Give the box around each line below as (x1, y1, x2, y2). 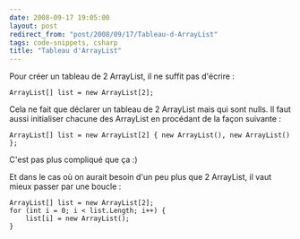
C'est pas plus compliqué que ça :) (9, 154, 138, 166)
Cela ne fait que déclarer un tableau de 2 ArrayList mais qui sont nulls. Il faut (9, 104, 291, 115)
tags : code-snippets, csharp (9, 38, 118, 47)
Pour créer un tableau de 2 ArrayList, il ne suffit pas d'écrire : (9, 71, 236, 81)
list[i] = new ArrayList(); (25, 214, 130, 224)
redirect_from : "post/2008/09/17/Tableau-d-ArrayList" (9, 30, 219, 38)
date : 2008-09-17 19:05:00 (9, 13, 110, 22)
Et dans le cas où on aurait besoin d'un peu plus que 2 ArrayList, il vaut (9, 172, 271, 183)
